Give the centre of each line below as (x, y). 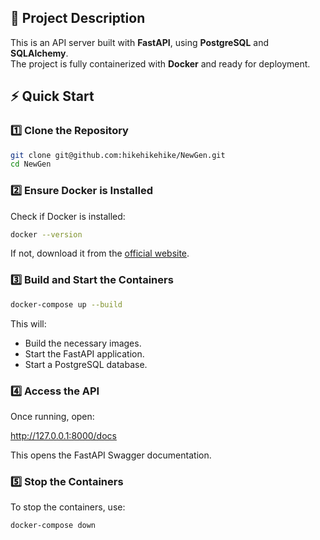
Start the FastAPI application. (84, 353)
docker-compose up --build (66, 304)
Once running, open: (52, 416)
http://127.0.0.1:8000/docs (63, 435)
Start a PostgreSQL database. (86, 364)
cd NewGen (31, 164)
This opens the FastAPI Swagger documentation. (111, 455)
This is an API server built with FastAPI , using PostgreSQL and (140, 42)
